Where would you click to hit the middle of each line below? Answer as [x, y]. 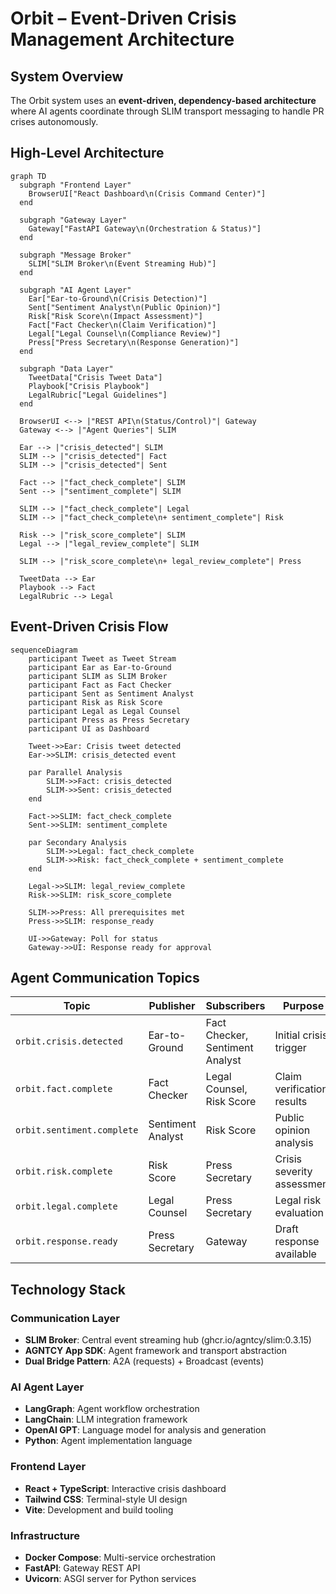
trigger [290, 1048]
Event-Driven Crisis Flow [89, 627]
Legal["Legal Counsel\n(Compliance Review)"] [125, 333]
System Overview [67, 76]
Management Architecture [122, 39]
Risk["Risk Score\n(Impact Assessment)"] [115, 316]
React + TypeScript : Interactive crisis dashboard [125, 1488]
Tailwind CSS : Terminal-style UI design [106, 1499]
